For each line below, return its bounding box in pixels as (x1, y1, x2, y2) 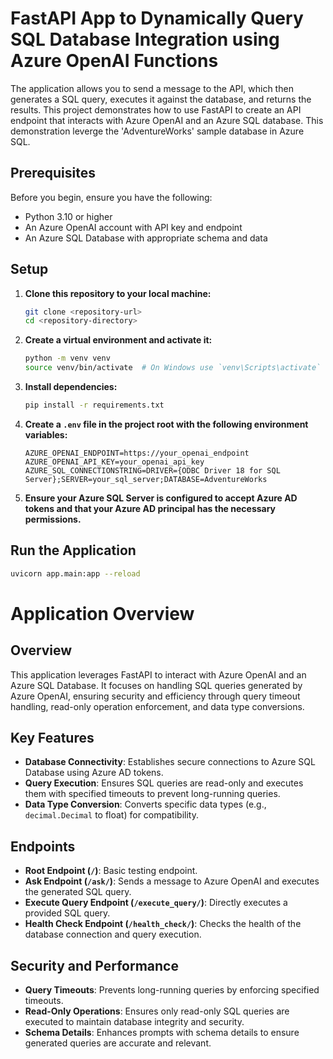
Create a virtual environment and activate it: (24, 334, 213, 346)
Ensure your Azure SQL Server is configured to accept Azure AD (24, 492, 298, 504)
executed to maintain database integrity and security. (24, 1016, 245, 1028)
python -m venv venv (24, 353, 111, 364)
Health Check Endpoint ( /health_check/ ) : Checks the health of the (24, 918, 302, 930)
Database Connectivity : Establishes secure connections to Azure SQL (24, 756, 316, 768)
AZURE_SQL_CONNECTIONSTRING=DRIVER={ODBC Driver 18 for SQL (24, 465, 281, 476)
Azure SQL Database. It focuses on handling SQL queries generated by (10, 679, 303, 691)
